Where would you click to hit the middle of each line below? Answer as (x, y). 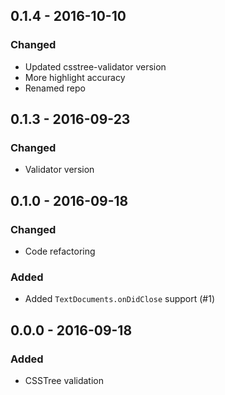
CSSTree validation (64, 381)
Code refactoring (60, 251)
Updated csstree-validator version (95, 66)
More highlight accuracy (75, 77)
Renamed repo (55, 88)
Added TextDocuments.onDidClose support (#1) (120, 299)
